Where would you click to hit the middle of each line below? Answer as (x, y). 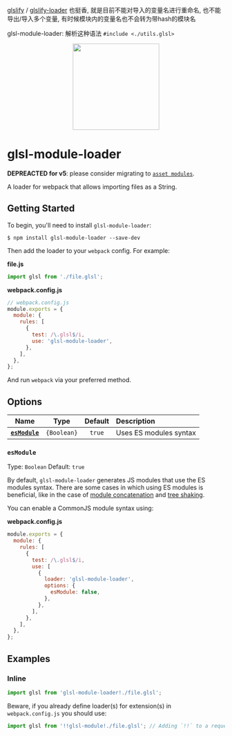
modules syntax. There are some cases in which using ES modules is (105, 488)
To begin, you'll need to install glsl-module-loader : (79, 225)
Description (135, 422)
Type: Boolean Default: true (46, 467)
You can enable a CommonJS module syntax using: (80, 508)
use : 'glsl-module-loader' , (72, 341)
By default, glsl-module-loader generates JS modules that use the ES (106, 480)
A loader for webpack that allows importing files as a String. (92, 187)
